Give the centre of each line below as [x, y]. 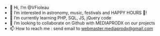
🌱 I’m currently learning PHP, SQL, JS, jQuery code [60, 18]
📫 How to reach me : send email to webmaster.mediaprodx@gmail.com [81, 28]
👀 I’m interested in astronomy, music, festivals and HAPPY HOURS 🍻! [78, 13]
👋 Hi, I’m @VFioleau [29, 8]
